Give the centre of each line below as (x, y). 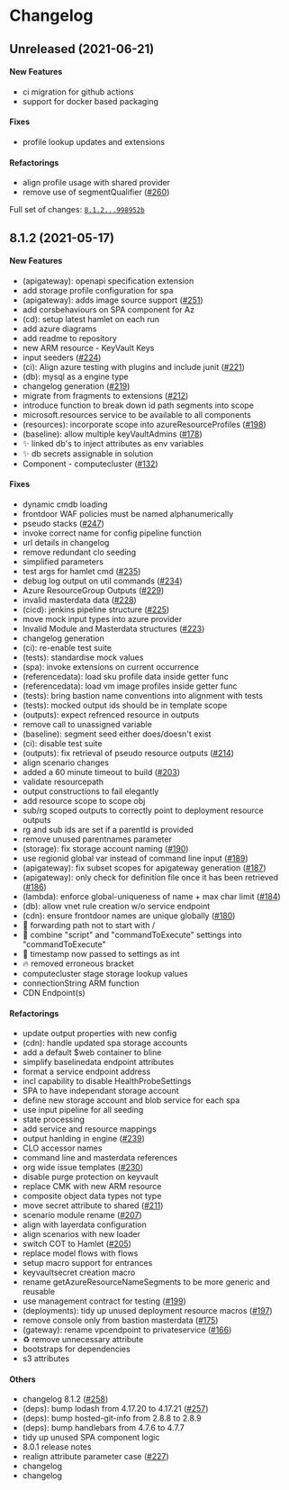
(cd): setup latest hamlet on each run (91, 319)
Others (23, 1379)
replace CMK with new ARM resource (92, 1187)
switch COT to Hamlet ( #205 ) (77, 1244)
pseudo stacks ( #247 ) (63, 523)
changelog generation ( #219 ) (76, 386)
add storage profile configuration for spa (98, 290)
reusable (39, 1292)
